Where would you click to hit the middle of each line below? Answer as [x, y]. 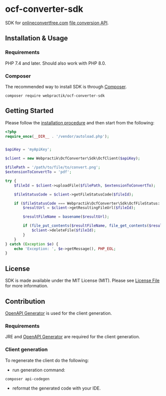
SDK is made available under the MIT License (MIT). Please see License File [82, 280]
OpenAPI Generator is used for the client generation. [59, 313]
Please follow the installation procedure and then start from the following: [80, 122]
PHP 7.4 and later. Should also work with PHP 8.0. [56, 63]
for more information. [27, 286]
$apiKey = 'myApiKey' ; [28, 150]
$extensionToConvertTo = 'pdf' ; [38, 172]
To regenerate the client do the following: [47, 360]
